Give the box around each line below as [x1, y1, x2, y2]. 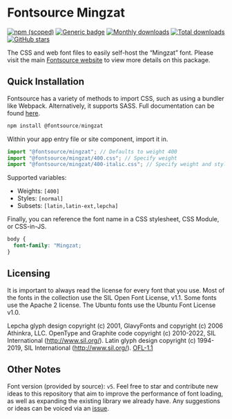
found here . [7, 109, 40, 117]
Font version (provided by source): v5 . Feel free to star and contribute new [7, 382, 219, 390]
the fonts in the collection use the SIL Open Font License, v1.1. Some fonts [7, 293, 217, 301]
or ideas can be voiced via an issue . [7, 404, 109, 412]
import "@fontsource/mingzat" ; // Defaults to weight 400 [7, 148, 177, 155]
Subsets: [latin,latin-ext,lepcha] [17, 202, 119, 210]
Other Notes [7, 364, 61, 375]
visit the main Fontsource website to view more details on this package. [7, 55, 211, 64]
